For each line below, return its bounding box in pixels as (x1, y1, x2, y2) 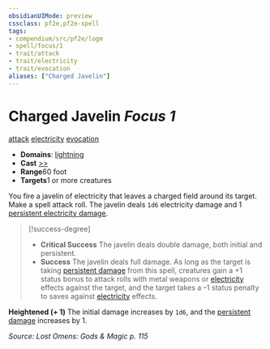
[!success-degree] (28, 223, 91, 233)
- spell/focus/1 (8, 42, 63, 50)
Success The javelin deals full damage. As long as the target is (40, 257, 251, 266)
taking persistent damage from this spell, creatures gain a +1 (40, 265, 243, 275)
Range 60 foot (19, 167, 67, 177)
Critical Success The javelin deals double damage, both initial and (40, 240, 263, 249)
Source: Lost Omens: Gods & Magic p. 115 (8, 331, 148, 341)
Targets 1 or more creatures (19, 175, 112, 185)
